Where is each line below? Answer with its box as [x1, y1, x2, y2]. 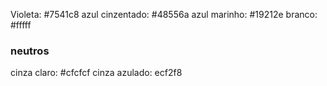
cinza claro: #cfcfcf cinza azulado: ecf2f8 [10, 67, 183, 79]
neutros [10, 44, 50, 58]
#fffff [10, 19, 32, 31]
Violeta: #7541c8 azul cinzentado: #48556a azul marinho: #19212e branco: [10, 9, 318, 20]
